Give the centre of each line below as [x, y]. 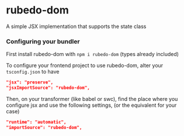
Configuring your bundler [43, 41]
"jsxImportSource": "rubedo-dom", [48, 88]
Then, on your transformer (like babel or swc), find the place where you [92, 99]
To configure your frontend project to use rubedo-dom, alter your [85, 65]
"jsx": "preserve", [30, 82]
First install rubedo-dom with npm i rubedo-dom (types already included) [93, 54]
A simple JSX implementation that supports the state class [76, 26]
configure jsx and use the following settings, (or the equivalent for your [91, 105]
